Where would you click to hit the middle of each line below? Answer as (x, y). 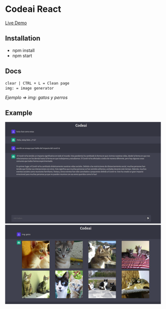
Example (19, 113)
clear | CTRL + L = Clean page (37, 83)
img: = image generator (30, 88)
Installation (23, 38)
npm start (22, 55)
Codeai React (33, 9)
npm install (23, 50)
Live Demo (16, 23)
